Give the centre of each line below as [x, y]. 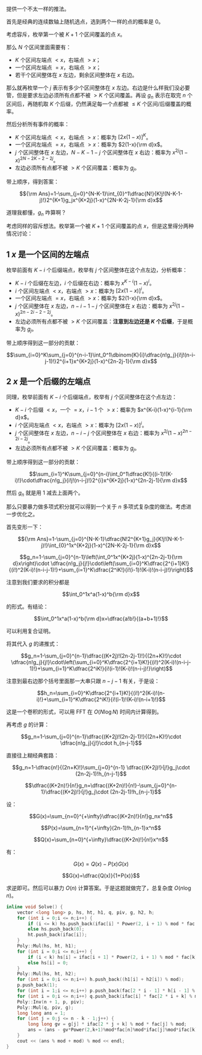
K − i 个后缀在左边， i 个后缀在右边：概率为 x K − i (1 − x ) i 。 [85, 283]
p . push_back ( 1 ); [38, 985]
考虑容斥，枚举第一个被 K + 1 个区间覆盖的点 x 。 [66, 34]
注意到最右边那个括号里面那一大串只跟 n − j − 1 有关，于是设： [83, 680]
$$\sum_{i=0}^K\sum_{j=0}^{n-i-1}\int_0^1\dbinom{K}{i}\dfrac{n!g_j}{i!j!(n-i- [101, 355]
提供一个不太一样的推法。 [38, 9]
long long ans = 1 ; [41, 1013]
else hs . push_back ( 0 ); [56, 929]
